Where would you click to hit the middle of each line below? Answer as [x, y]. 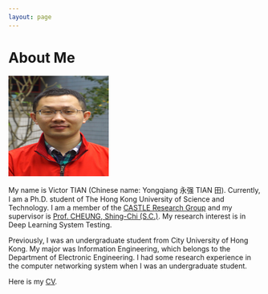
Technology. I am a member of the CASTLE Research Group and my [120, 207]
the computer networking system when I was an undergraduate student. [128, 266]
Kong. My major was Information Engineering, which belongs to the [120, 248]
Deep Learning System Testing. [60, 224]
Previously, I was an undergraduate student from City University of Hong [128, 240]
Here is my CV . [33, 281]
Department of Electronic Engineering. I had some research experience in [130, 257]
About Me [42, 57]
